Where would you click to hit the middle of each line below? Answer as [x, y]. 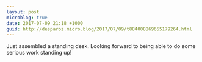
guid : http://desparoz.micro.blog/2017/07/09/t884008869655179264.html [99, 29]
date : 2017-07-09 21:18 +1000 [45, 23]
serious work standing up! [39, 53]
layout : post [23, 12]
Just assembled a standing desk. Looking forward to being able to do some [101, 46]
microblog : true [27, 18]
